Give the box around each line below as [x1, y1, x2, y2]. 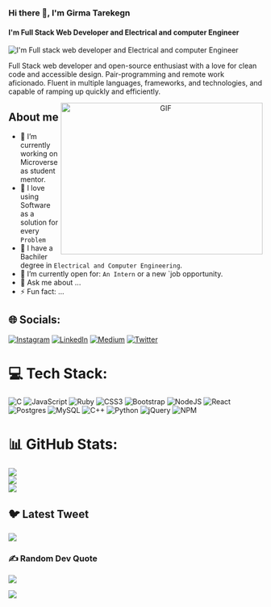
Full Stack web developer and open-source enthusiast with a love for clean [8, 61, 257, 71]
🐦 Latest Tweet [8, 508, 90, 521]
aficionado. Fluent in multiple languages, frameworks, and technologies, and [8, 78, 263, 88]
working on [19, 149, 58, 158]
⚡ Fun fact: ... [19, 286, 65, 296]
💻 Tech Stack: [8, 364, 108, 382]
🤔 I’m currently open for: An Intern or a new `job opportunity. [19, 268, 223, 278]
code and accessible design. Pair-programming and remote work [8, 70, 224, 79]
